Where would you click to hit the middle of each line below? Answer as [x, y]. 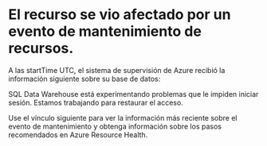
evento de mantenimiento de [105, 31]
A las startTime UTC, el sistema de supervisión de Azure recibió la [117, 70]
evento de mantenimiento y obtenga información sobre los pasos [115, 126]
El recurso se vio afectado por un [120, 15]
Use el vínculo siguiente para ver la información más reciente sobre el [123, 117]
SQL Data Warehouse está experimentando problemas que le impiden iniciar [133, 94]
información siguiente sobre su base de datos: [84, 79]
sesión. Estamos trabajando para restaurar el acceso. [96, 102]
